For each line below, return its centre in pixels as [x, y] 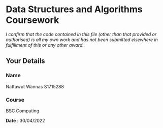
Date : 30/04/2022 [25, 120]
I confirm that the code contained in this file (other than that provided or [81, 34]
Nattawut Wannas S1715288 [35, 86]
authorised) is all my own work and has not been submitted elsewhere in [82, 40]
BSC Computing [23, 111]
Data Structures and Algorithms [74, 9]
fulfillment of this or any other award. [45, 45]
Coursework [32, 20]
